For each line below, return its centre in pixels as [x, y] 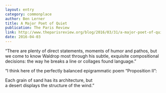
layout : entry [20, 10]
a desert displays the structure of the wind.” [50, 85]
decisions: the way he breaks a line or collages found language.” [71, 61]
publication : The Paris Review [37, 28]
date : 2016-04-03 [23, 37]
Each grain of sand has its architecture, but [49, 80]
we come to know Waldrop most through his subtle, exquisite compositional [82, 56]
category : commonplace [28, 14]
